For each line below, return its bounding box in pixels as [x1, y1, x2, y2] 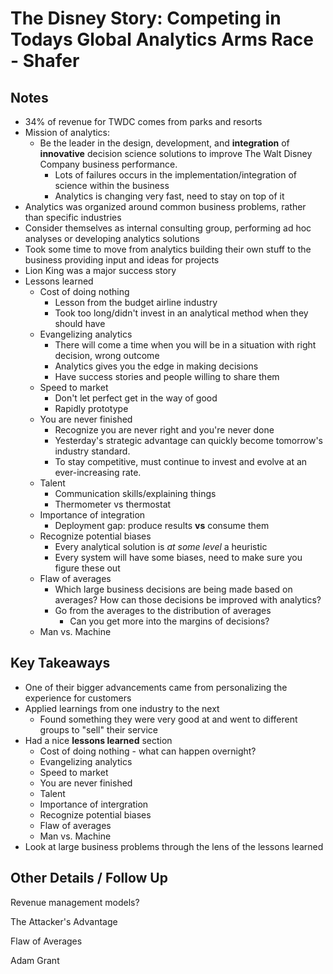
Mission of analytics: [24, 127, 111, 138]
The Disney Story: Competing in [10, 7, 282, 30]
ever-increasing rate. [54, 467, 142, 478]
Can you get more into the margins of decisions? [69, 615, 270, 627]
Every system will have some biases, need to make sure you [54, 552, 303, 563]
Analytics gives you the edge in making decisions [54, 360, 259, 372]
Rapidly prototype [54, 403, 129, 414]
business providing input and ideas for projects [24, 254, 220, 266]
